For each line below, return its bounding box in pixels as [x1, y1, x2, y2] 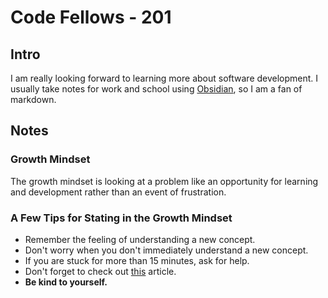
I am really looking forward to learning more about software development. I [10, 72, 319, 84]
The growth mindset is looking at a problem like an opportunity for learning [10, 175, 319, 187]
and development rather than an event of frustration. [10, 186, 227, 198]
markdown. [10, 94, 57, 105]
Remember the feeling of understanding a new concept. [24, 233, 256, 245]
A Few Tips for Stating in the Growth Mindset [10, 211, 233, 225]
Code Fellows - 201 [10, 6, 172, 29]
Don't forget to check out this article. [24, 265, 177, 277]
